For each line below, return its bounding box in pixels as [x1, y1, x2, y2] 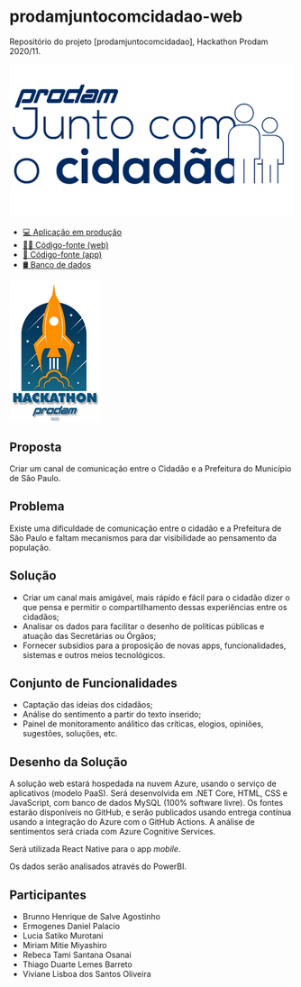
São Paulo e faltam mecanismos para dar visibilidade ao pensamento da [9, 532, 278, 543]
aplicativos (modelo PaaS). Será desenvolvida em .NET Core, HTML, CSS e [9, 788, 288, 799]
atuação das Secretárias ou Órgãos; [22, 630, 157, 641]
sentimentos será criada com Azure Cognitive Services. [9, 827, 216, 837]
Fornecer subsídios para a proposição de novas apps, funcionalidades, [22, 640, 287, 651]
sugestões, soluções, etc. [22, 728, 118, 739]
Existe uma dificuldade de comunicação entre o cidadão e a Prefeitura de [9, 523, 282, 534]
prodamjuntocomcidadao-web [9, 6, 243, 27]
